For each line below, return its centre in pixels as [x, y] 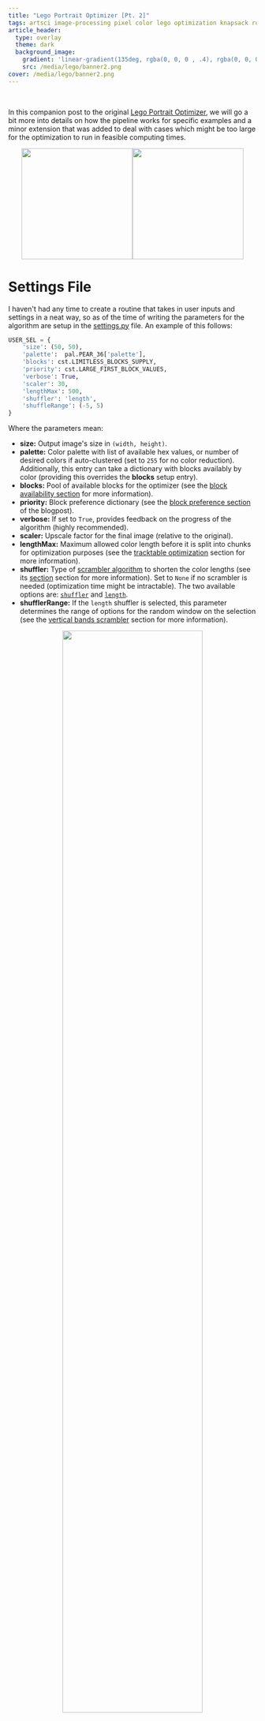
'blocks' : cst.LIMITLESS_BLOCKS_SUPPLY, [90, 362]
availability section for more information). [86, 494]
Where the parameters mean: [56, 428]
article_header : [35, 30]
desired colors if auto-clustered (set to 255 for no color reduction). [127, 460]
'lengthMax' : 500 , [52, 391]
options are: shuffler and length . [74, 595]
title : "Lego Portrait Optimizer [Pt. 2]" [79, 15]
